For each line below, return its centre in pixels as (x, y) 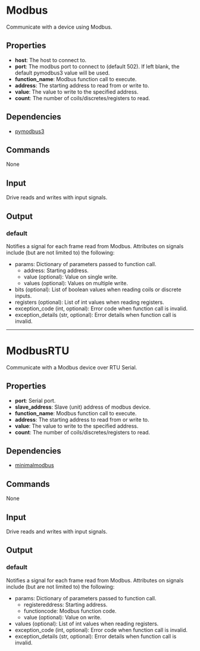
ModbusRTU (38, 351)
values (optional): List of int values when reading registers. (87, 624)
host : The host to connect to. (51, 60)
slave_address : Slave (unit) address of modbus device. (82, 407)
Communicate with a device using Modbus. (59, 27)
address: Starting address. (56, 270)
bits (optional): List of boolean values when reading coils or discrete (98, 289)
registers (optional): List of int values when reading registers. (90, 302)
